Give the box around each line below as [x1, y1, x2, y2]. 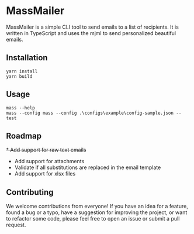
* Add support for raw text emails [6, 146, 86, 153]
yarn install [6, 68, 38, 74]
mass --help [6, 105, 35, 111]
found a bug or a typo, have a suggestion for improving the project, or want [6, 209, 188, 216]
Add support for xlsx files [14, 170, 76, 177]
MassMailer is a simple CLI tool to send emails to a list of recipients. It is [6, 23, 179, 30]
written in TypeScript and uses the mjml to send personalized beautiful [6, 29, 176, 36]
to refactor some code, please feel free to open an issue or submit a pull [6, 215, 180, 222]
